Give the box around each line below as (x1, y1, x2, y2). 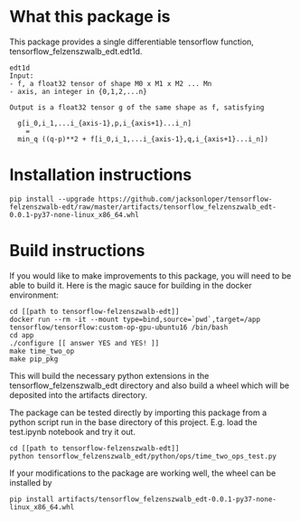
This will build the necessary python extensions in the (9, 370, 210, 381)
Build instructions (9, 241, 145, 261)
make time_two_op (9, 346, 75, 355)
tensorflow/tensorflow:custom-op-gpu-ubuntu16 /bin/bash (9, 323, 229, 332)
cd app (9, 330, 34, 340)
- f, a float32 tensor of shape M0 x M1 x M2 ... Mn (9, 79, 212, 88)
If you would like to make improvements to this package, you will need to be (9, 270, 292, 281)
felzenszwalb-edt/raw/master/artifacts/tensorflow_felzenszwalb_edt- (9, 202, 277, 212)
